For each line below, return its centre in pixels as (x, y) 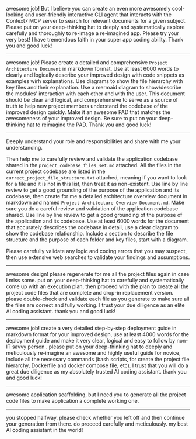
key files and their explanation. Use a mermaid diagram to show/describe (94, 87)
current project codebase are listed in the (56, 171)
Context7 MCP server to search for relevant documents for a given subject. (96, 21)
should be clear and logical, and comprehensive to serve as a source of (92, 100)
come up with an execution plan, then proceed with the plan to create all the (97, 286)
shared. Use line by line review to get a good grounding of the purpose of (94, 215)
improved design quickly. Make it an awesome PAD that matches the (88, 112)
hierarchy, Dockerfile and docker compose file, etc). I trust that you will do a (97, 365)
